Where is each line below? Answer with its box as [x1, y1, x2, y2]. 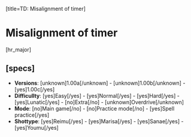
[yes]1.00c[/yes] [14, 85, 55, 93]
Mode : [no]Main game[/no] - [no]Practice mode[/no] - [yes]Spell [14, 105, 175, 112]
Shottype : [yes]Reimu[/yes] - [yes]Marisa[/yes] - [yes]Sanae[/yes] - [14, 117, 184, 125]
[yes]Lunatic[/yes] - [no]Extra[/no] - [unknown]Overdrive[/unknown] [14, 99, 184, 106]
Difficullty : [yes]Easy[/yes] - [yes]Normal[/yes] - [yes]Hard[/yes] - [14, 92, 180, 99]
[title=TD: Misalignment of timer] [5, 5, 86, 12]
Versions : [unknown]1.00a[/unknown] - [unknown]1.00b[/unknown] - [14, 79, 186, 87]
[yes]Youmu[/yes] [14, 124, 59, 131]
